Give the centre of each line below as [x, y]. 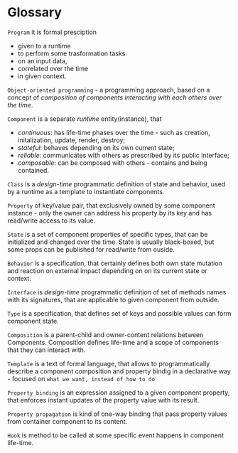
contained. [33, 170]
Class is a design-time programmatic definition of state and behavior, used [117, 184]
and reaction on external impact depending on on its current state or [107, 270]
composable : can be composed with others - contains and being [112, 162]
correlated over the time [53, 68]
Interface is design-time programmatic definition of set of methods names [117, 292]
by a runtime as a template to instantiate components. [86, 191]
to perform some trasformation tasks [71, 53]
